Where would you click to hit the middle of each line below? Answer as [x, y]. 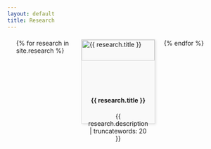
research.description [118, 123]
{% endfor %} [184, 43]
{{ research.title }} [118, 101]
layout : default [31, 14]
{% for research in [43, 43]
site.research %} [40, 51]
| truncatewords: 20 [118, 131]
